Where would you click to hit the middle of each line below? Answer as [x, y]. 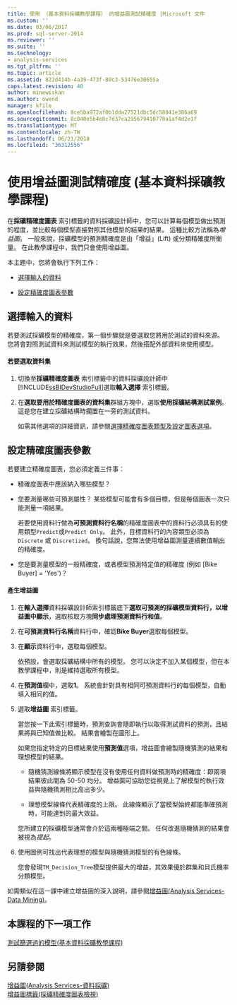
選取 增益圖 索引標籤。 [49, 709]
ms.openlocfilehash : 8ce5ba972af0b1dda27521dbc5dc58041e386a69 [102, 112]
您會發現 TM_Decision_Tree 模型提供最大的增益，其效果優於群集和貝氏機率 [123, 867]
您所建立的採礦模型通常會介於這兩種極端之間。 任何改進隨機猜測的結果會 [123, 828]
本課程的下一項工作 [49, 924]
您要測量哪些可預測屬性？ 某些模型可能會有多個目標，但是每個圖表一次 [120, 499]
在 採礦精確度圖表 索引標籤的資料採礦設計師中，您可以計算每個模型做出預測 [116, 221]
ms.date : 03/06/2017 [38, 27]
